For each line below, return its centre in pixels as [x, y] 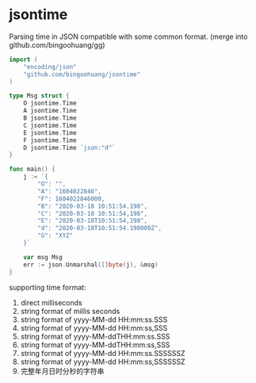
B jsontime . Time [50, 118]
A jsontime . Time [50, 111]
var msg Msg [43, 257]
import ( [23, 59]
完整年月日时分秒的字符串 [62, 371]
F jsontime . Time [50, 140]
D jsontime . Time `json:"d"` [69, 147]
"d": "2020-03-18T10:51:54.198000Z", [99, 228]
